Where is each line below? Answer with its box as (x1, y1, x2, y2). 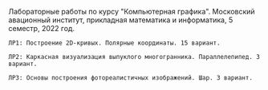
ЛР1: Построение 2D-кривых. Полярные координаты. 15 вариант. (8, 39, 221, 47)
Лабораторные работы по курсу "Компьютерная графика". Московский (8, 7, 255, 16)
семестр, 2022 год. (8, 24, 75, 33)
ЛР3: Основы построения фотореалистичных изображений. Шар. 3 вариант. (8, 74, 253, 82)
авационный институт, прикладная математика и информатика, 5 (8, 15, 233, 25)
